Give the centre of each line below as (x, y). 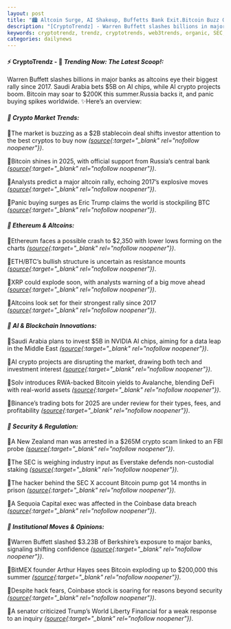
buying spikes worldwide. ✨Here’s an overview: (75, 101)
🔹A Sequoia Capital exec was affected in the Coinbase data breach (102, 504)
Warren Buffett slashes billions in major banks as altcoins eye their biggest (112, 79)
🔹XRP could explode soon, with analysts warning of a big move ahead (106, 282)
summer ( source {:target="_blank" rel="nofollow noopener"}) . (94, 577)
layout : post (26, 13)
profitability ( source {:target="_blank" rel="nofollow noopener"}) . (99, 410)
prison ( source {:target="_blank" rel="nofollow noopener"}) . (92, 491)
